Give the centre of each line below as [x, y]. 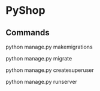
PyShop [25, 10]
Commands [28, 33]
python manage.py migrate [39, 58]
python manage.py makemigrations [49, 47]
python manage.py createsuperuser [50, 70]
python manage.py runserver [41, 82]
